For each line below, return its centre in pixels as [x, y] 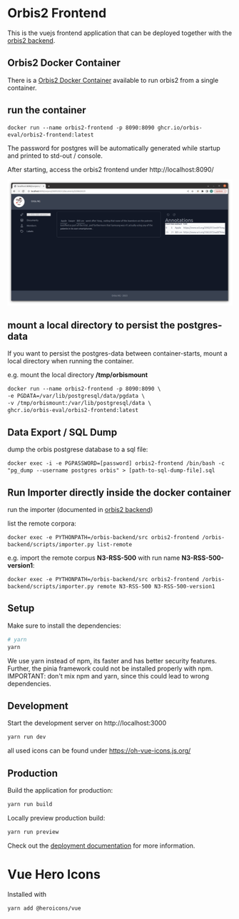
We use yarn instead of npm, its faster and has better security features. [112, 661]
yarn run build [30, 805]
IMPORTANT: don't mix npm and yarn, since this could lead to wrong [108, 676]
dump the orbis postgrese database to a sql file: [78, 450]
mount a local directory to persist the [91, 325]
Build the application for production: [60, 790]
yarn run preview [33, 832]
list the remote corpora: [42, 523]
